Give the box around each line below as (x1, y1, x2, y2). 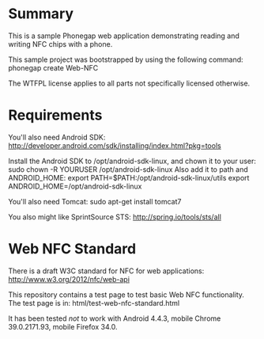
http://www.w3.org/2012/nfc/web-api (8, 274, 130, 284)
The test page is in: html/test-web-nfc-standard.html (8, 298, 180, 307)
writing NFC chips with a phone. (8, 39, 113, 48)
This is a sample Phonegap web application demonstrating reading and (8, 31, 239, 40)
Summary (8, 5, 74, 23)
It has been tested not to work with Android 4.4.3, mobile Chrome (8, 314, 221, 323)
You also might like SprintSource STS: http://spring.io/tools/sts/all (8, 211, 221, 222)
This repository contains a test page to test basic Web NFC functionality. (8, 290, 245, 299)
